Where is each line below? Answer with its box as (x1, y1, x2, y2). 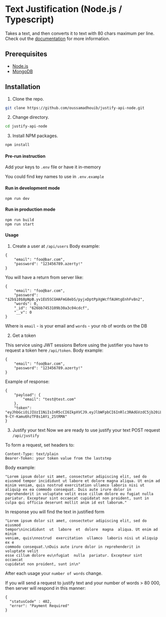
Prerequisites (5, 50, 47, 58)
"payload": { (14, 392, 41, 397)
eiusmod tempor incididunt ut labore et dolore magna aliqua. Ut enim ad (5, 478, 161, 483)
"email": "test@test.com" (23, 397, 77, 402)
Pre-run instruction (5, 153, 46, 159)
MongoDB (12, 68, 33, 74)
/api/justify (12, 433, 40, 438)
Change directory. (12, 114, 49, 120)
